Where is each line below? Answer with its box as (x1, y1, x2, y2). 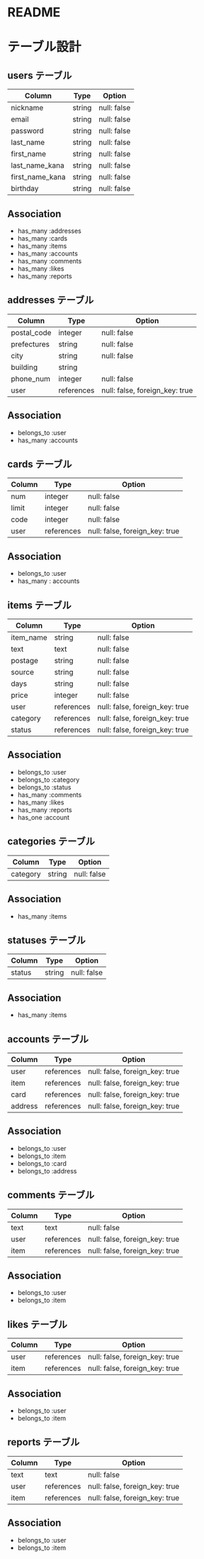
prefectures (11, 339, 50, 349)
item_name (11, 633, 47, 642)
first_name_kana (11, 172, 66, 182)
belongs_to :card (17, 1159, 67, 1168)
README (7, 4, 61, 21)
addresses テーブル (7, 294, 94, 306)
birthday (11, 184, 39, 194)
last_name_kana (11, 160, 65, 170)
